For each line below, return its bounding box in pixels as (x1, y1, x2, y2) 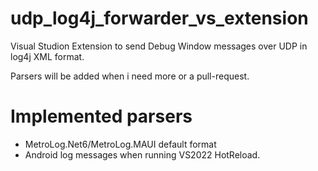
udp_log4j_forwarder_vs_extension (10, 7, 309, 30)
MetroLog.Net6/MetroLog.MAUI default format (24, 138, 217, 150)
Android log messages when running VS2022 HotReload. (24, 148, 261, 161)
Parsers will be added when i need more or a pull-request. (10, 70, 250, 82)
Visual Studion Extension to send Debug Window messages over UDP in (10, 40, 308, 52)
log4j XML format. (10, 50, 85, 62)
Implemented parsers (10, 105, 193, 128)
